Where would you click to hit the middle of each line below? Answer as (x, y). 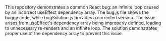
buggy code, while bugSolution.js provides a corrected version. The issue (80, 18)
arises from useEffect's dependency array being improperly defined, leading (83, 23)
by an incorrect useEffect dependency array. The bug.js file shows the (77, 12)
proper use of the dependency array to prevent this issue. (64, 33)
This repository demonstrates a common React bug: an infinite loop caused (82, 7)
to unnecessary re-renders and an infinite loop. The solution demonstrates (81, 28)
